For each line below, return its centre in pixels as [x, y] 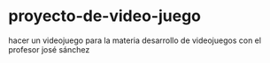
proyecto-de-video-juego [104, 16]
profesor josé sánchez [49, 49]
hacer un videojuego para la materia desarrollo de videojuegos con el [135, 40]
